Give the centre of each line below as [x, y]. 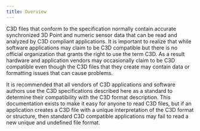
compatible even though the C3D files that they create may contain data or [98, 67]
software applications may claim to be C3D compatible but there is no [92, 48]
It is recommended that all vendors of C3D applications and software [91, 85]
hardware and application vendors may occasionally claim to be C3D [91, 60]
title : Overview [26, 12]
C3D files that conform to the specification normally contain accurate [91, 29]
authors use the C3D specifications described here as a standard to [90, 91]
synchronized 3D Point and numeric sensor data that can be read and [92, 35]
